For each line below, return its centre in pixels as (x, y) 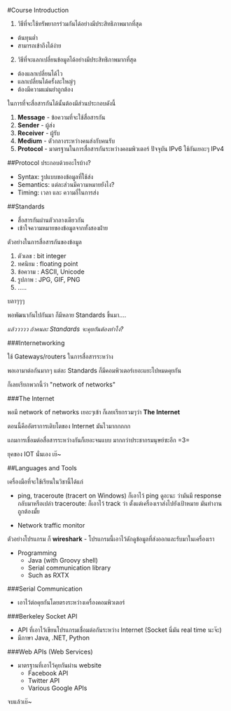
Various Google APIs (57, 688)
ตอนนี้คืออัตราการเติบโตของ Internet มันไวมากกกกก (69, 426)
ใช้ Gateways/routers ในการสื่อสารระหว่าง (60, 357)
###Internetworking (36, 343)
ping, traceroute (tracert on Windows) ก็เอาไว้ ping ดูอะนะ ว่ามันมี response (119, 495)
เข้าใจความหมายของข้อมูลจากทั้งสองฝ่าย (63, 228)
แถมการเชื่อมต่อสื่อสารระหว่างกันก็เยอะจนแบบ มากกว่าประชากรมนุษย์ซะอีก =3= (99, 440)
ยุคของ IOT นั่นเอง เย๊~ (34, 454)
